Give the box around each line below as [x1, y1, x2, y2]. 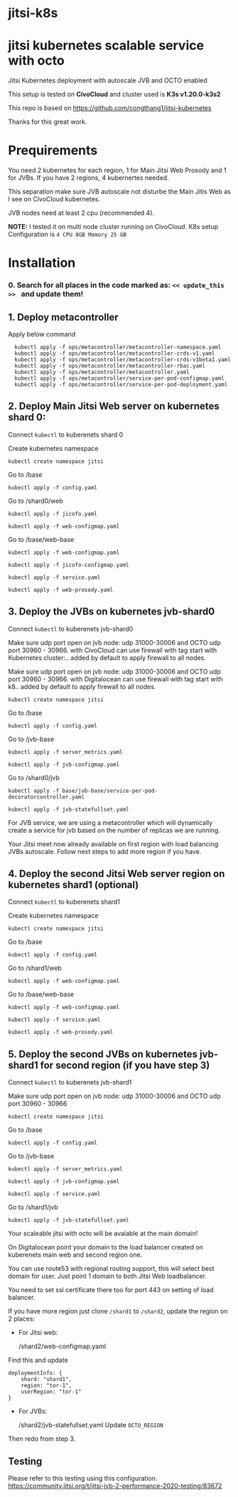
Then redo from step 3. [8, 1434, 76, 1443]
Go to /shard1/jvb [8, 1203, 59, 1212]
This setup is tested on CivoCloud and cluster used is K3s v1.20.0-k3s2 [8, 90, 221, 99]
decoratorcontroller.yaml [8, 793, 85, 801]
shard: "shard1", [21, 1376, 72, 1383]
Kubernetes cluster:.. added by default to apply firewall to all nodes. [8, 653, 207, 662]
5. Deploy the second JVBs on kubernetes [8, 1048, 198, 1060]
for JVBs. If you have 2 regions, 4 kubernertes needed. [8, 174, 169, 182]
